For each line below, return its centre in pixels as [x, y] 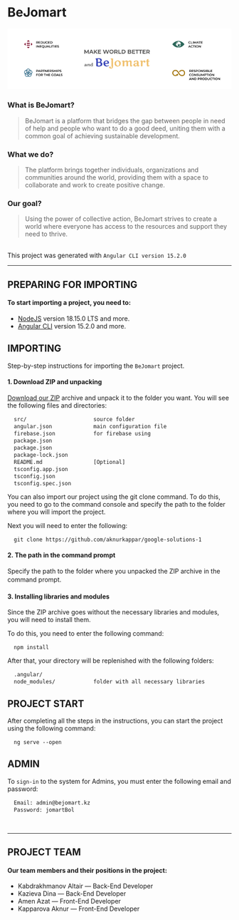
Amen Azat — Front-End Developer [69, 901]
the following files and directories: [57, 405]
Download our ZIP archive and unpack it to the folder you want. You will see [118, 398]
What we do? [31, 154]
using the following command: [52, 728]
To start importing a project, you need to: [69, 303]
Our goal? [25, 203]
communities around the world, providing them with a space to [116, 177]
